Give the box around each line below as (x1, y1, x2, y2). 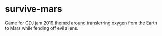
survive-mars (5, 3, 63, 15)
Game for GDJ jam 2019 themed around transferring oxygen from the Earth (5, 20, 158, 26)
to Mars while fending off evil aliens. (5, 25, 79, 31)
